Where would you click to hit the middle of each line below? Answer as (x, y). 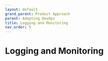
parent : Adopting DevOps (30, 18)
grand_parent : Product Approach (38, 14)
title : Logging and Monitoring (37, 23)
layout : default (21, 9)
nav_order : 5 (18, 27)
